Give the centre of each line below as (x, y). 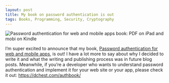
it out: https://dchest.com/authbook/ (43, 75)
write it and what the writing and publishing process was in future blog (79, 59)
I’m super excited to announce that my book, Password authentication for (82, 49)
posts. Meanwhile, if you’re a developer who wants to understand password (84, 65)
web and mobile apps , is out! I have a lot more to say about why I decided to (85, 54)
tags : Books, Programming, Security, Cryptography (60, 19)
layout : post (19, 10)
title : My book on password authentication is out (60, 15)
